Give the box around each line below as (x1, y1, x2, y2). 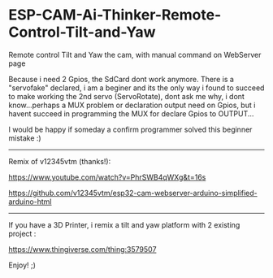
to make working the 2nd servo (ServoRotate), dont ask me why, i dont (8, 91, 245, 101)
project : (8, 228, 37, 238)
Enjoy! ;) (8, 260, 37, 270)
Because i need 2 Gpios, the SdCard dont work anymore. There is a (8, 74, 234, 84)
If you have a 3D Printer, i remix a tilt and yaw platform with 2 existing (8, 219, 240, 229)
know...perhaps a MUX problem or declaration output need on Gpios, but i (8, 100, 256, 110)
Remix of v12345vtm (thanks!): (8, 156, 111, 166)
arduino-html (8, 197, 52, 206)
